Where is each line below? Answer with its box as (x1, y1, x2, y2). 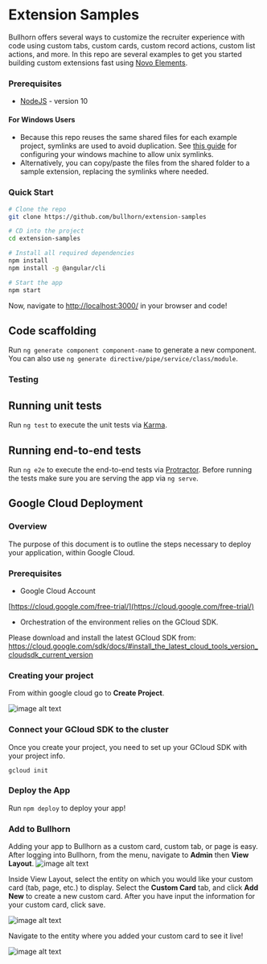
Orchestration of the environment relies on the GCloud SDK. (19, 617, 219, 627)
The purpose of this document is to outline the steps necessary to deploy (8, 539, 252, 549)
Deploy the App (8, 785, 71, 796)
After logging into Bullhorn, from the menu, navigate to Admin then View (8, 851, 249, 860)
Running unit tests (8, 398, 102, 412)
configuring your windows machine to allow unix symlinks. (19, 150, 214, 159)
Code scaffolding (8, 324, 97, 337)
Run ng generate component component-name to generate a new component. (8, 345, 257, 355)
